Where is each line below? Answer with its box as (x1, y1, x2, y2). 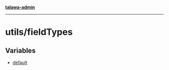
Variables (5, 46, 36, 54)
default (12, 59, 28, 65)
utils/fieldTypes (5, 26, 73, 38)
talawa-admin (5, 4, 35, 10)
